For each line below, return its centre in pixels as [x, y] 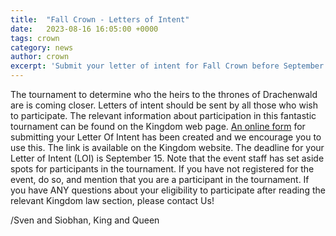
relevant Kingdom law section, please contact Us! [112, 200]
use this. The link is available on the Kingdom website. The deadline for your [167, 147]
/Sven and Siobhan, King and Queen [85, 220]
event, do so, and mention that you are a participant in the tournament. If [160, 179]
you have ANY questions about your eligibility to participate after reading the [168, 190]
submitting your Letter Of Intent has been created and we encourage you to [166, 137]
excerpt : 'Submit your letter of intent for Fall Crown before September [167, 66]
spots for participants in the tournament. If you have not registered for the [162, 169]
